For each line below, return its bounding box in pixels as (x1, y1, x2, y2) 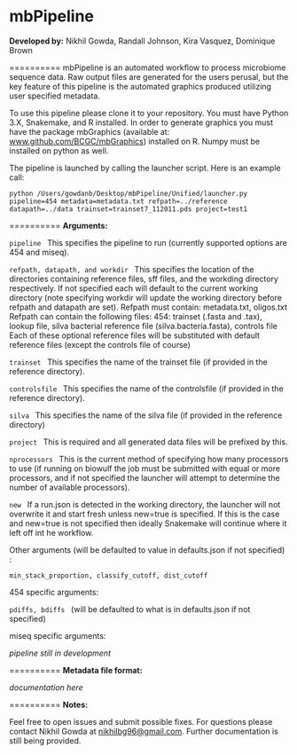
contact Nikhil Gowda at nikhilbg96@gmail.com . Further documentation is (9, 726, 279, 736)
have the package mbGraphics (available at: (9, 126, 170, 137)
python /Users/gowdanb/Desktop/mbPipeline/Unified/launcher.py (9, 189, 248, 198)
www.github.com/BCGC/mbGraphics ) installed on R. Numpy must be (9, 136, 260, 146)
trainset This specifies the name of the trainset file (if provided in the (9, 357, 268, 367)
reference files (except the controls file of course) (9, 339, 191, 350)
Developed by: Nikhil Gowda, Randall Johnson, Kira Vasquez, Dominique (9, 35, 276, 46)
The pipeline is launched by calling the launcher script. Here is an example (9, 162, 281, 173)
